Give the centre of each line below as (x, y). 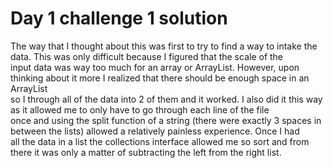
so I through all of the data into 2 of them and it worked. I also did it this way (166, 99)
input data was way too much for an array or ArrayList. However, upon (155, 67)
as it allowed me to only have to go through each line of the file (140, 109)
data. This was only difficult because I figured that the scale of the (147, 56)
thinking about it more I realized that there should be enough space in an (160, 78)
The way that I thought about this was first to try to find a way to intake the (164, 46)
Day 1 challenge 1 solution (119, 18)
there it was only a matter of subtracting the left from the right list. (146, 152)
